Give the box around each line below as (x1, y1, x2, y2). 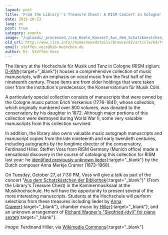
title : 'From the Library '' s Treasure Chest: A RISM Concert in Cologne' (5, 12, 162, 17)
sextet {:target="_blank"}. (5, 214, 57, 220)
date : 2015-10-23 (5, 16, 41, 21)
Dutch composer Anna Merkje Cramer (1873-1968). (5, 162, 111, 168)
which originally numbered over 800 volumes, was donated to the (5, 104, 141, 110)
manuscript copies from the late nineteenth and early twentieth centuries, (5, 135, 156, 141)
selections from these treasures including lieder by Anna (5, 198, 121, 204)
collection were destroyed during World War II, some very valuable (5, 115, 142, 121)
